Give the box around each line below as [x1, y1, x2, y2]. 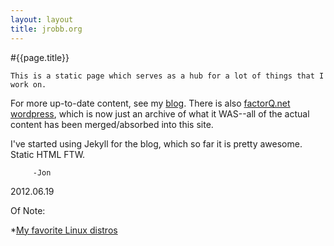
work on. [10, 79, 47, 90]
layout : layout [10, 14, 74, 25]
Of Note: [10, 204, 46, 216]
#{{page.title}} [10, 51, 70, 63]
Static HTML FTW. [10, 148, 86, 160]
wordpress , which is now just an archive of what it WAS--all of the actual [10, 107, 310, 120]
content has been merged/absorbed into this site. [10, 118, 214, 130]
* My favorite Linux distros [10, 224, 118, 236]
